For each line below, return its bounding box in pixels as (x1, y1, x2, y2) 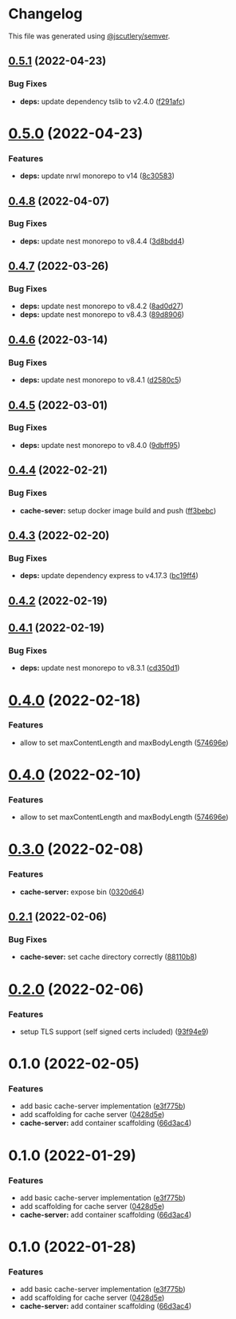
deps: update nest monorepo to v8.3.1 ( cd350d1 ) (19, 663, 180, 673)
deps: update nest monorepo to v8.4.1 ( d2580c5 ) (19, 375, 182, 385)
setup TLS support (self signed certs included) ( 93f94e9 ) (19, 1027, 209, 1036)
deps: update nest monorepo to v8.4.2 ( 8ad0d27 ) (19, 301, 184, 311)
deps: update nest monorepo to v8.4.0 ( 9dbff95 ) (19, 440, 181, 450)
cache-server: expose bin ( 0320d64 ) (19, 887, 145, 897)
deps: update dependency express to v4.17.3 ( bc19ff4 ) (19, 571, 199, 580)
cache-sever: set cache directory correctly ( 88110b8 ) (19, 952, 198, 962)
